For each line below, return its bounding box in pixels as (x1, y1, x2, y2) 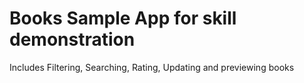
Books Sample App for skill (9, 7, 237, 30)
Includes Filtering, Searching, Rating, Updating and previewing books (9, 61, 295, 73)
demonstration (9, 28, 136, 51)
